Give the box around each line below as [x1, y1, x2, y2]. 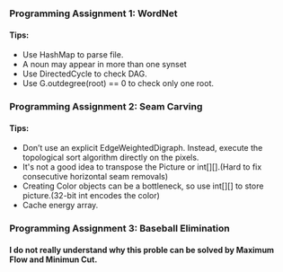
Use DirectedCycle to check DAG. [22, 68, 148, 79]
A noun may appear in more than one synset [22, 59, 187, 70]
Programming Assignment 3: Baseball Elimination [9, 223, 231, 235]
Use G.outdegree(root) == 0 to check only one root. [22, 78, 214, 89]
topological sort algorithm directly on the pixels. [22, 152, 199, 163]
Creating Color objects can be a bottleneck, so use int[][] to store [22, 180, 264, 191]
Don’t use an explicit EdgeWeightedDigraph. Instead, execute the [22, 143, 263, 154]
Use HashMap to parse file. [22, 49, 124, 60]
